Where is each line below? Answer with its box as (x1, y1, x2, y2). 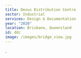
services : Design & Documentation (5, 16, 77, 21)
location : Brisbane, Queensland (5, 26, 72, 30)
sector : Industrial (5, 12, 45, 17)
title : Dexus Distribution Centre (5, 7, 77, 12)
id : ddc (5, 30, 21, 35)
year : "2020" (5, 21, 32, 26)
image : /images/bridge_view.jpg (5, 35, 72, 40)
